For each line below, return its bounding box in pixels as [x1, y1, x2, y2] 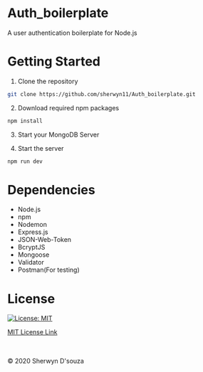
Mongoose [17, 250, 50, 259]
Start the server [17, 144, 64, 152]
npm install [7, 117, 43, 124]
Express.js [17, 228, 48, 236]
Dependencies [7, 181, 95, 198]
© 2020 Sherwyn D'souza [7, 357, 84, 366]
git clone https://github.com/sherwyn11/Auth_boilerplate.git [7, 90, 196, 97]
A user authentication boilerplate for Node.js [7, 28, 137, 37]
